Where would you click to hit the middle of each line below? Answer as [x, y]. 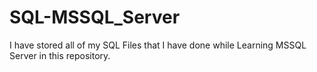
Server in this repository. [60, 55]
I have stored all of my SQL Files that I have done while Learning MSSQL [158, 45]
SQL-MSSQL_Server [95, 17]
